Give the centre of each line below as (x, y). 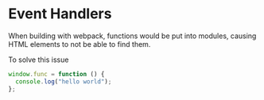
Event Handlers (60, 14)
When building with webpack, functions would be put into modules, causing (132, 36)
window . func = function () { (56, 74)
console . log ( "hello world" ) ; (64, 81)
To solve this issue (39, 60)
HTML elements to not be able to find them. (80, 44)
